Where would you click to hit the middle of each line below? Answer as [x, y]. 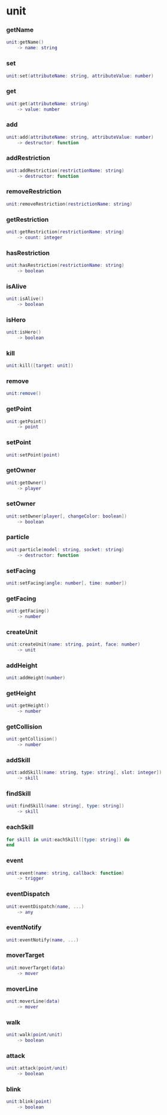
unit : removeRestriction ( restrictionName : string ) [69, 204]
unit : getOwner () [26, 483]
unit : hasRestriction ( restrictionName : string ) [65, 266]
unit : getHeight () [28, 706]
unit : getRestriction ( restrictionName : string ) [65, 232]
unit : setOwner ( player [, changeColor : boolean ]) [67, 516]
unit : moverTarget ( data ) [36, 968]
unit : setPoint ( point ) [33, 455]
